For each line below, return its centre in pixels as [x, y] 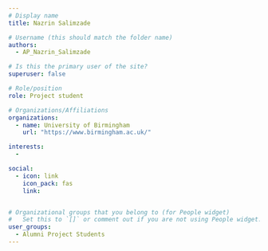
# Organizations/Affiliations [59, 110]
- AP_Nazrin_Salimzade [53, 53]
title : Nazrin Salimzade [49, 23]
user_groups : [30, 227]
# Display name [33, 16]
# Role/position [35, 88]
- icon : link [37, 176]
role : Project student [46, 96]
